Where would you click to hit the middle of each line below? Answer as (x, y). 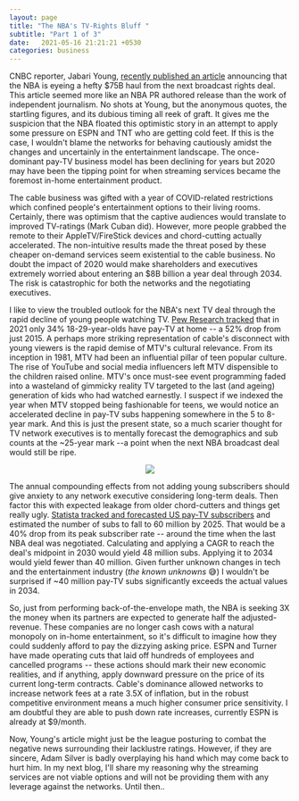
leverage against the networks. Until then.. (87, 787)
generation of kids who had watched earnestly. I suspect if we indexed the (146, 396)
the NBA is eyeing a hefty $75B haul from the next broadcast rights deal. (142, 86)
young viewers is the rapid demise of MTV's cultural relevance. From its (141, 348)
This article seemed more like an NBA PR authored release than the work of (148, 96)
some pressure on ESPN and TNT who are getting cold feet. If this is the (142, 133)
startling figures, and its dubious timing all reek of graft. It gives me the (139, 114)
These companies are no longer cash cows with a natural (149, 627)
